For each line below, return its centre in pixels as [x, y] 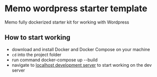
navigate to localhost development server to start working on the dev [82, 65]
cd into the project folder [37, 54]
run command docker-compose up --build [55, 60]
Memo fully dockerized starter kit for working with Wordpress [67, 22]
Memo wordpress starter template [76, 9]
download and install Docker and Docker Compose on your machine [81, 49]
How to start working [38, 38]
